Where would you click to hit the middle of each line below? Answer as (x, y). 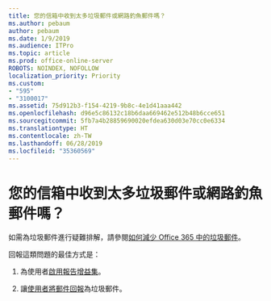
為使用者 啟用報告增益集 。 (63, 272)
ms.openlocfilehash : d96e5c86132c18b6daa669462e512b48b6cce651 (117, 114)
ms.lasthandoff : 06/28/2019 (56, 143)
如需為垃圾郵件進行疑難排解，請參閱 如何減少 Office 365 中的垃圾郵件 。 (127, 237)
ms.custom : (27, 83)
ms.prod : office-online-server (61, 61)
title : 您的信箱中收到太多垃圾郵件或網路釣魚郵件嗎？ (87, 16)
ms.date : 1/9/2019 (39, 38)
